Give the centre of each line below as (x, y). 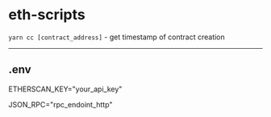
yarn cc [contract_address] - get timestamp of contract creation (117, 37)
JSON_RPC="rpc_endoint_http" (60, 104)
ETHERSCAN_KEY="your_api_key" (65, 89)
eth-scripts (47, 15)
